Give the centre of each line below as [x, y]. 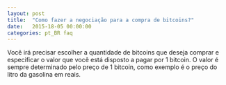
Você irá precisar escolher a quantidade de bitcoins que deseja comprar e [113, 53]
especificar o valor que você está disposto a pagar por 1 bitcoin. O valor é [113, 60]
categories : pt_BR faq [40, 33]
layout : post [26, 13]
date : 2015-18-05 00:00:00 [49, 26]
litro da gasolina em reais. [44, 75]
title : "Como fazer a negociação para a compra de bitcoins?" [101, 20]
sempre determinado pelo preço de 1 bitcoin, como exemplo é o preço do [112, 67]
